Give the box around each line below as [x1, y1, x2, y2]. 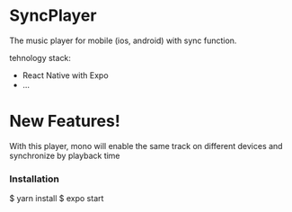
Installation [9, 172, 60, 185]
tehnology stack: [9, 52, 72, 63]
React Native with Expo [22, 69, 110, 81]
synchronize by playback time [9, 150, 120, 161]
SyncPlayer [9, 5, 97, 26]
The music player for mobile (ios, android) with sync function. [9, 35, 237, 46]
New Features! [9, 111, 121, 131]
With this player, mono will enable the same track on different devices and [9, 140, 283, 151]
